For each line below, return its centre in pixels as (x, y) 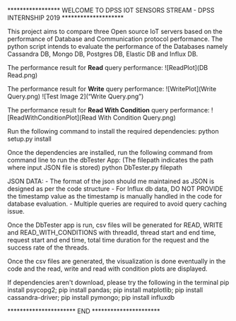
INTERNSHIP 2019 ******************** (66, 18)
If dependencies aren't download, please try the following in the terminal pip (118, 282)
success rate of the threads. (48, 247)
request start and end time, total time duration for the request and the (108, 240)
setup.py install (29, 139)
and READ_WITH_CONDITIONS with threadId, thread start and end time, (112, 232)
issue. (16, 211)
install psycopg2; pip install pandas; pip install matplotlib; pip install (105, 290)
